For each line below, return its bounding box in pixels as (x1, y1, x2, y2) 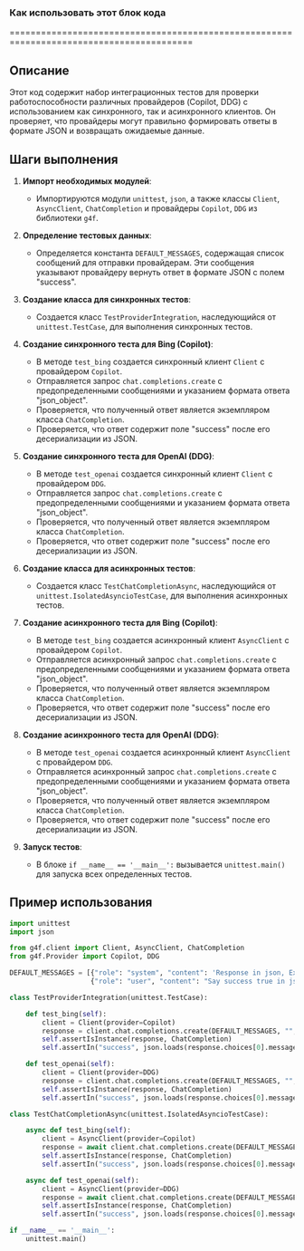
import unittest (9, 919, 71, 928)
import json (9, 927, 54, 937)
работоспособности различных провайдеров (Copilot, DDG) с (9, 97, 249, 108)
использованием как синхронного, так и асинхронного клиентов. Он (9, 106, 276, 117)
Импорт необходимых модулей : (22, 175, 152, 187)
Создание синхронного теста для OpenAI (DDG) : (22, 450, 215, 461)
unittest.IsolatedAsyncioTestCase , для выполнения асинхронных (35, 590, 288, 601)
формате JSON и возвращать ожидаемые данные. (9, 125, 205, 137)
